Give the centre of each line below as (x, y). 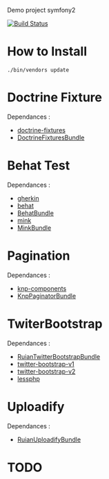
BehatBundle (35, 213)
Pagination (39, 255)
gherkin (28, 198)
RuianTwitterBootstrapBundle (59, 356)
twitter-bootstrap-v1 (46, 364)
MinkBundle (34, 228)
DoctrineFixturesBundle (51, 137)
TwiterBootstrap (55, 324)
